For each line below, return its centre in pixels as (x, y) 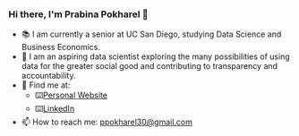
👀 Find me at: (46, 85)
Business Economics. (60, 47)
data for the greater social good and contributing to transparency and (149, 66)
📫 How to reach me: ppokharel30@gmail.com (107, 122)
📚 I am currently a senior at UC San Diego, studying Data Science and (151, 34)
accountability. (48, 76)
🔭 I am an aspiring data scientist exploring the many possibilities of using (155, 56)
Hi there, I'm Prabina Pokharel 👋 (78, 14)
